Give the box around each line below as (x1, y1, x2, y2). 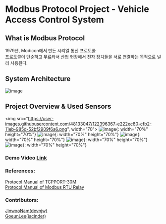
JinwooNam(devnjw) (5, 208, 48, 214)
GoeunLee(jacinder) (5, 213, 46, 219)
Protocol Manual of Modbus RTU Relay (5, 184, 84, 190)
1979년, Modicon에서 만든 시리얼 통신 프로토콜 (5, 48, 96, 53)
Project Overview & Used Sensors (5, 102, 111, 111)
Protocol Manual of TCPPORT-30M (5, 179, 77, 185)
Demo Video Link (5, 154, 47, 161)
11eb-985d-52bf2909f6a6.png (5, 126, 67, 132)
